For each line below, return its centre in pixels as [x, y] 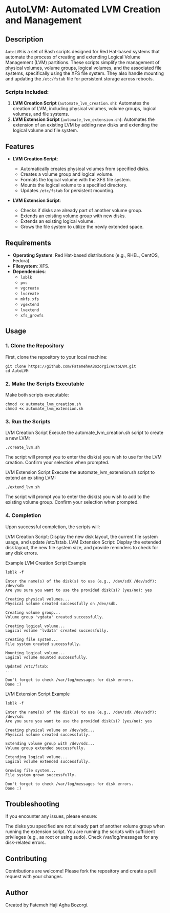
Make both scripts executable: [37, 395]
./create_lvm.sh [23, 448]
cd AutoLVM [17, 371]
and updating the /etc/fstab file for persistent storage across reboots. [80, 79]
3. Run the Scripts [28, 421]
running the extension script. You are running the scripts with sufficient [80, 832]
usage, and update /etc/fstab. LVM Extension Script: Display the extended [83, 542]
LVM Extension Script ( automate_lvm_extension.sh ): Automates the [84, 119]
